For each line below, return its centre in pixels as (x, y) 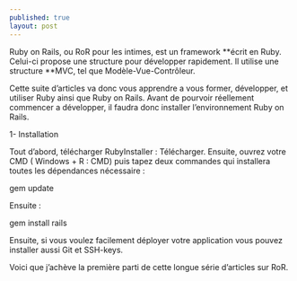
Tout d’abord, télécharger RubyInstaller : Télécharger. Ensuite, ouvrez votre (148, 151)
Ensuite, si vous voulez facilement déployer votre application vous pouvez (146, 240)
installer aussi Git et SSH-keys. (66, 250)
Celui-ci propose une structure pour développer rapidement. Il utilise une (144, 61)
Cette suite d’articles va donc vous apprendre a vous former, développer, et (149, 88)
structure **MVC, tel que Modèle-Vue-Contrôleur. (102, 70)
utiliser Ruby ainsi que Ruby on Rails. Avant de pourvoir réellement (132, 97)
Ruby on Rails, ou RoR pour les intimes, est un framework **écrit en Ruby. (145, 51)
